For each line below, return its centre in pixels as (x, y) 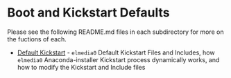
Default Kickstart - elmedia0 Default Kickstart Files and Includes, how (116, 52)
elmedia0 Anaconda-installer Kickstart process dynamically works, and (118, 59)
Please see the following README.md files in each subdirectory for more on (115, 32)
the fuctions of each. (37, 39)
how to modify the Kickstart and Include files (81, 67)
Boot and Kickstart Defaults (88, 13)
